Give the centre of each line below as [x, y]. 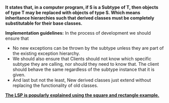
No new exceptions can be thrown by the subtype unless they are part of [88, 48]
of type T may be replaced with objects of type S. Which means [73, 13]
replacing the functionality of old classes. [55, 85]
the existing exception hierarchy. [46, 53]
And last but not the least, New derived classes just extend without [82, 80]
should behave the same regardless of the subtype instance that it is [83, 69]
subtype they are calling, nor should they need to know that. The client [86, 64]
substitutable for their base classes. [44, 23]
